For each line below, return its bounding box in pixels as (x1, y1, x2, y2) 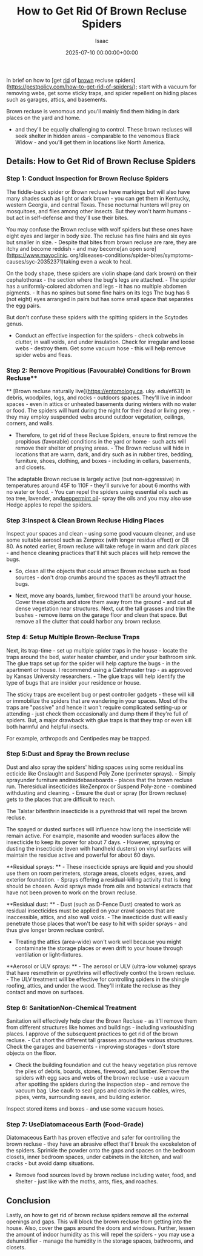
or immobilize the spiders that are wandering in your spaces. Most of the (6, 697, 188, 704)
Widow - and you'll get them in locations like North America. (15, 138, 165, 146)
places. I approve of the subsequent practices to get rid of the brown (6, 1030, 179, 1037)
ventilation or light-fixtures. (15, 951, 83, 958)
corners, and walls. (6, 419, 55, 427)
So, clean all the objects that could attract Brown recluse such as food (15, 568, 190, 575)
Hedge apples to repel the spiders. (6, 501, 93, 508)
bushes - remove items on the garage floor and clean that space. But (15, 611, 188, 619)
